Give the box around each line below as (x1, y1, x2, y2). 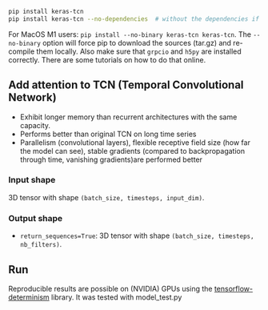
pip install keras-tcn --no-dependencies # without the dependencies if (8, 14, 260, 23)
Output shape (8, 212, 63, 223)
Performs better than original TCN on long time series (19, 129, 197, 139)
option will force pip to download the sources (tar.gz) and (42, 38, 232, 47)
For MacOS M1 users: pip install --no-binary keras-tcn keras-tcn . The (8, 29, 252, 39)
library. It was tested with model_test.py (50, 292, 182, 302)
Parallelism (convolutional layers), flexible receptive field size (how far (19, 137, 250, 147)
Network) (8, 91, 58, 104)
